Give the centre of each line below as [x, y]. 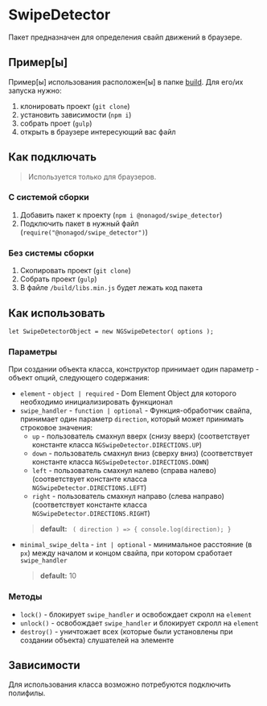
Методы [25, 596]
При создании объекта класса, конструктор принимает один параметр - [134, 369]
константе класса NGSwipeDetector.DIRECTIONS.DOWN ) [120, 462]
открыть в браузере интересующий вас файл [98, 131]
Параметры [33, 351]
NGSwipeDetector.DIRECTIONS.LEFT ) [89, 488]
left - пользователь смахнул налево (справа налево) [124, 471]
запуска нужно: [35, 90]
